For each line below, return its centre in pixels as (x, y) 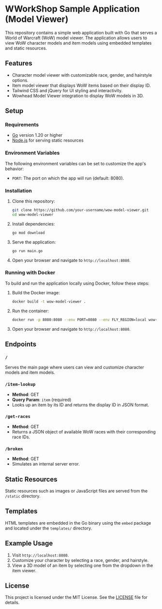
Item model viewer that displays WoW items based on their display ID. (81, 85)
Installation (19, 191)
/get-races (18, 417)
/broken (14, 449)
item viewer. (24, 570)
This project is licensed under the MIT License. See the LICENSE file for (76, 597)
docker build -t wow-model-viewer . (49, 302)
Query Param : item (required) (42, 400)
